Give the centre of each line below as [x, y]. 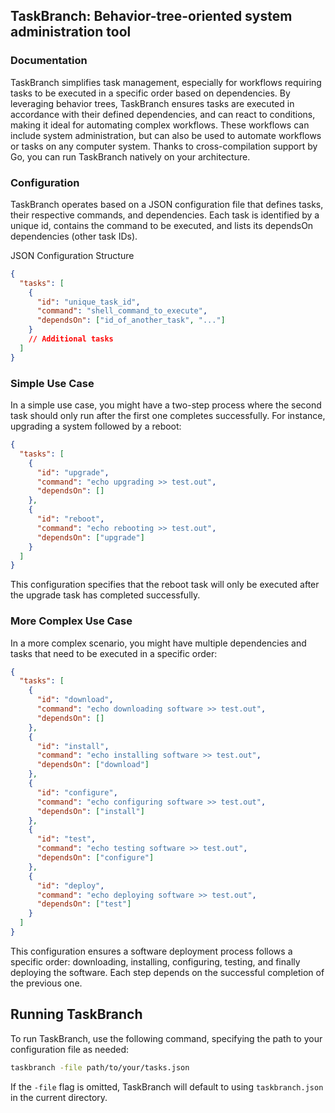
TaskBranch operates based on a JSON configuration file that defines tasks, [167, 204]
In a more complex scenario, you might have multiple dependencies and [158, 643]
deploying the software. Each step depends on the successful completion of [167, 972]
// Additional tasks [71, 339]
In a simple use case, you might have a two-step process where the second [166, 405]
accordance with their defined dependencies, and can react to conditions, [163, 114]
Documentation [49, 61]
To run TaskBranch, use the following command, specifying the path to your [166, 1038]
